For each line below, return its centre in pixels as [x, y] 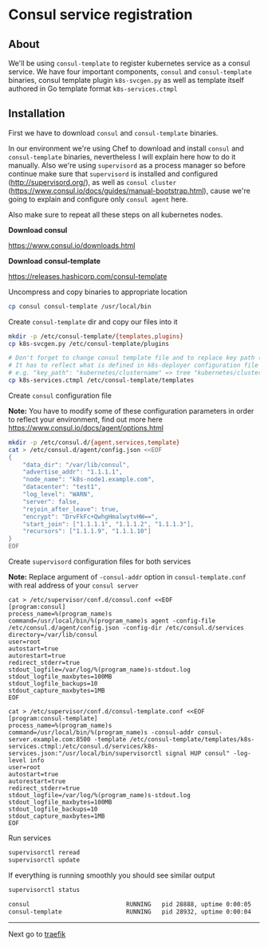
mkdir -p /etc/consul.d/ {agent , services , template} [94, 442]
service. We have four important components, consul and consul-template [130, 72]
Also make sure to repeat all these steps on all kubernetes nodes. [116, 214]
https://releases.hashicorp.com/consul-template [88, 276]
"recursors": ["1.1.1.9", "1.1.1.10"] [87, 532]
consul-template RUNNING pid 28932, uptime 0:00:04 [130, 912]
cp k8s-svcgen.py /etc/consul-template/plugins [89, 344]
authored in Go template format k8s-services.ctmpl [93, 88]
